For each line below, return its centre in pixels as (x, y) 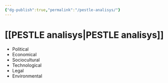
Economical (24, 54)
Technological (27, 65)
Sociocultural (26, 60)
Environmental (27, 76)
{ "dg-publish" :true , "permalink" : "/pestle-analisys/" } (63, 10)
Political (20, 49)
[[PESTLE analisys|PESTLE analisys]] (84, 35)
